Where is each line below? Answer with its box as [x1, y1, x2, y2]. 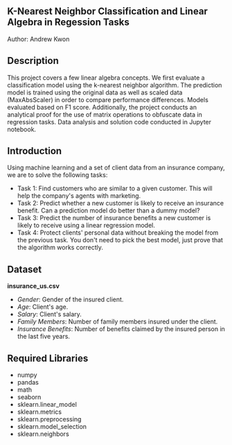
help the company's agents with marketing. [17, 192, 141, 200]
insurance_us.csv [7, 282, 60, 290]
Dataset [7, 263, 42, 275]
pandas [17, 378, 39, 387]
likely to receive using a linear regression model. [17, 221, 156, 230]
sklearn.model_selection [17, 423, 87, 431]
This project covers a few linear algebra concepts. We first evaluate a [7, 73, 206, 82]
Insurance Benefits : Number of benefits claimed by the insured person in [17, 325, 225, 333]
